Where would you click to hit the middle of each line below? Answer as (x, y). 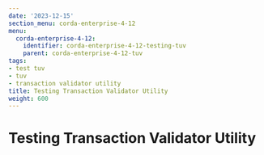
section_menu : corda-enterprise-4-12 (72, 23)
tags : (17, 61)
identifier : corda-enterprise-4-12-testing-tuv (104, 46)
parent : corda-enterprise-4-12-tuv (83, 53)
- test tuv (27, 69)
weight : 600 (28, 98)
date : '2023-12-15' (41, 16)
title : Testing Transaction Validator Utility (88, 91)
